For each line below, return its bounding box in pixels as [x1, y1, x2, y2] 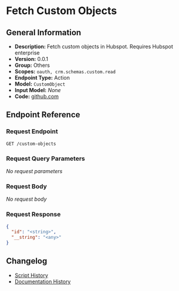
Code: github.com [14, 93, 59, 100]
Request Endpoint [6, 127, 58, 136]
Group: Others [14, 62, 50, 69]
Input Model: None [14, 87, 61, 93]
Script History [14, 272, 49, 279]
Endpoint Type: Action [14, 75, 70, 81]
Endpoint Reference [6, 110, 80, 120]
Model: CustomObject [14, 80, 66, 87]
